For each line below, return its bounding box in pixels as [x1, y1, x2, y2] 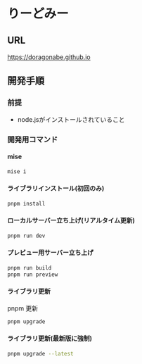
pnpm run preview [7, 271, 58, 278]
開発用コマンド [7, 134, 58, 144]
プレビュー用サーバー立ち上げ [7, 249, 93, 257]
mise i [7, 168, 27, 175]
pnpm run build [7, 265, 52, 272]
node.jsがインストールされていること [17, 115, 125, 123]
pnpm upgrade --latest [7, 351, 74, 358]
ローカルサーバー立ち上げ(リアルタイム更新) [7, 216, 135, 225]
